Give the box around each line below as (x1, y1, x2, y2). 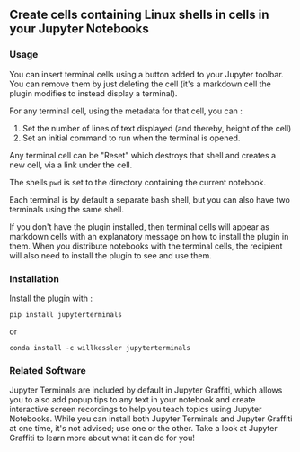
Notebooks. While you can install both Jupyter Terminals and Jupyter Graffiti (9, 413, 293, 424)
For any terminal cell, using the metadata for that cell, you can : (9, 105, 243, 116)
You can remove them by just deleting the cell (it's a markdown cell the (9, 78, 271, 89)
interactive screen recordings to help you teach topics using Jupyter (9, 404, 262, 415)
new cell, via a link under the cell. (9, 159, 133, 170)
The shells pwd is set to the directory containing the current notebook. (9, 176, 267, 187)
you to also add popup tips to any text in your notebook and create (9, 394, 256, 405)
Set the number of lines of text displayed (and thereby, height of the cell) (22, 122, 292, 133)
